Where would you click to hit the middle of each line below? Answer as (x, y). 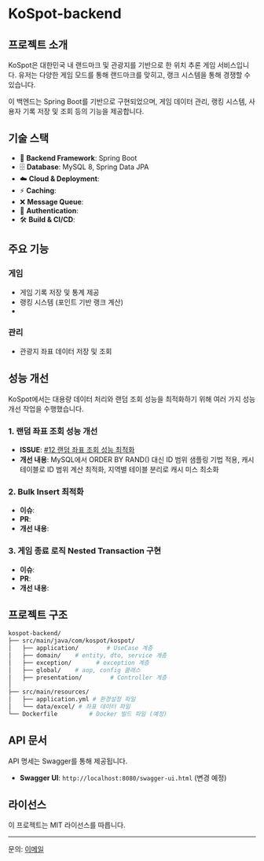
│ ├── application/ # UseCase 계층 (81, 649)
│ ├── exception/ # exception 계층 (79, 663)
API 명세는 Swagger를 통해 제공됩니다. (68, 761)
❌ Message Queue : (51, 201)
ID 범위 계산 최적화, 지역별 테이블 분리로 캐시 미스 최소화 (133, 469)
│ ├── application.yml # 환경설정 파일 (72, 700)
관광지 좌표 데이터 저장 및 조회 (66, 351)
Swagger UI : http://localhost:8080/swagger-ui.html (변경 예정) (123, 778)
